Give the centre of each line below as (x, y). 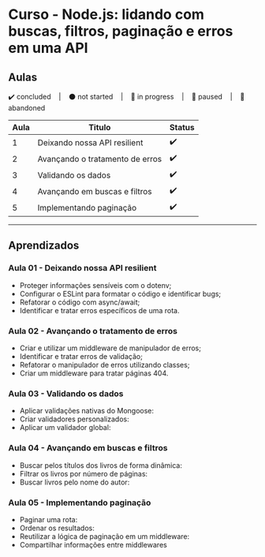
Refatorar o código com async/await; (80, 302)
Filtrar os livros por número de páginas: (84, 473)
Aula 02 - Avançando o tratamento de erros (93, 331)
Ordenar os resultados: (57, 528)
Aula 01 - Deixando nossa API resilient (82, 268)
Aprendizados (44, 246)
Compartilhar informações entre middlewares (93, 544)
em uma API (48, 48)
